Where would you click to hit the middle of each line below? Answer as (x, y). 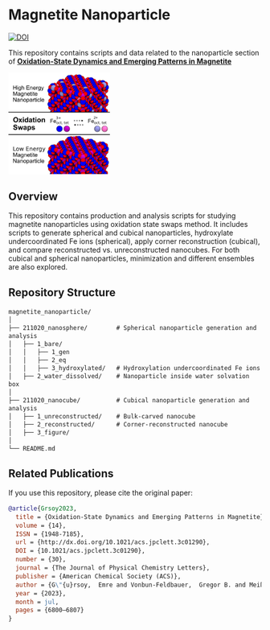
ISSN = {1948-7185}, (50, 534)
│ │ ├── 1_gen (39, 352)
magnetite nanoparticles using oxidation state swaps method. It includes (128, 224)
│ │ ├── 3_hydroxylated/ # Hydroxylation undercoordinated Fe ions (135, 369)
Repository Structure (62, 292)
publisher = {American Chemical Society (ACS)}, (98, 576)
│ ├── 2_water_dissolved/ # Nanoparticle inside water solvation (129, 377)
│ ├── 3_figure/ (39, 433)
